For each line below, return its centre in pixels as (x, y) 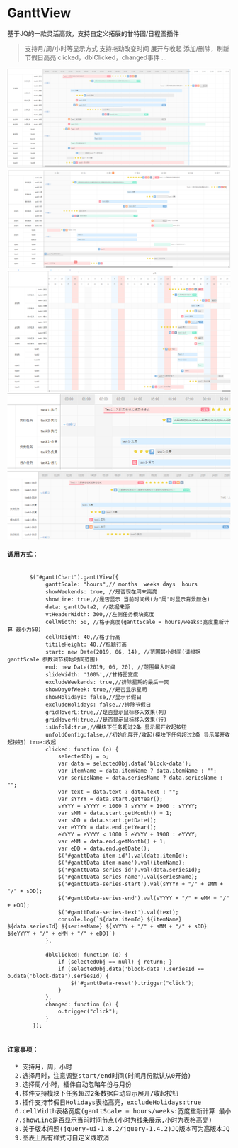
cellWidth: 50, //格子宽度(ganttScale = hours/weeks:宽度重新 (135, 622)
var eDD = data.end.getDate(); (104, 849)
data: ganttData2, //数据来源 (87, 607)
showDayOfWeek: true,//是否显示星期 (96, 690)
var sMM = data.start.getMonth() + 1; (115, 813)
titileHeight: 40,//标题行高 (86, 645)
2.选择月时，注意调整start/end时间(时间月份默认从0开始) (103, 1075)
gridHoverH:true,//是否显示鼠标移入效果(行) (106, 720)
